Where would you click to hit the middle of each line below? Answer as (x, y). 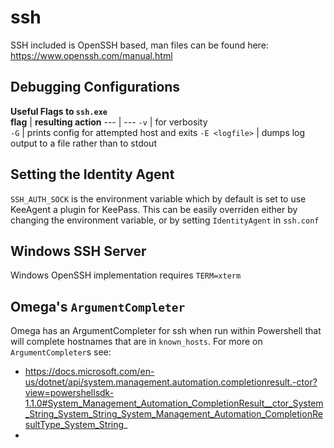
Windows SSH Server (78, 251)
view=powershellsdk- (69, 393)
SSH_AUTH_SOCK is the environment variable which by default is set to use (158, 198)
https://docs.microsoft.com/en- (89, 372)
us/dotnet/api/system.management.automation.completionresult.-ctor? (171, 382)
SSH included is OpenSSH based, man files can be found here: (139, 45)
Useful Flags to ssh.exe (59, 111)
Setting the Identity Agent (92, 174)
